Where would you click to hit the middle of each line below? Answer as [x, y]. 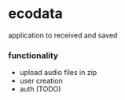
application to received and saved [63, 35]
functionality [33, 55]
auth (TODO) [40, 89]
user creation [41, 81]
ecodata [35, 14]
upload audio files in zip [58, 73]
